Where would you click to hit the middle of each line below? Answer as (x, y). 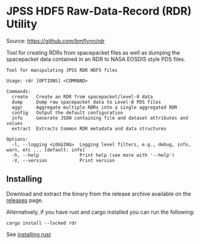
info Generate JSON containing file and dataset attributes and (100, 118)
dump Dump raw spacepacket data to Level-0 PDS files (87, 102)
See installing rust (29, 234)
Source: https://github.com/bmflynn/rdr (55, 41)
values (15, 123)
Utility (22, 24)
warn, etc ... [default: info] (46, 150)
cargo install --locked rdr (42, 223)
